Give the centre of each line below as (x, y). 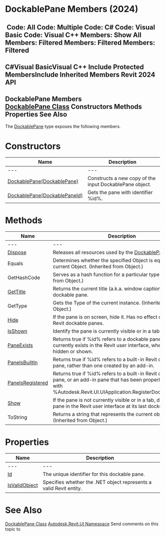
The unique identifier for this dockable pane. (94, 474)
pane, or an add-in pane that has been (97, 379)
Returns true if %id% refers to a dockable (101, 339)
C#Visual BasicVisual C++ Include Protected (74, 67)
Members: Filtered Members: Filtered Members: (80, 43)
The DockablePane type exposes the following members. (63, 126)
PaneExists (20, 345)
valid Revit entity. (62, 488)
